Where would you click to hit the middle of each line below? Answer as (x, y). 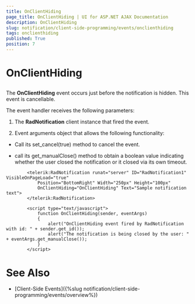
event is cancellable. (31, 99)
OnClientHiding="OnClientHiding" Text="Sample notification (112, 188)
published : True (26, 39)
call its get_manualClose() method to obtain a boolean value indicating (99, 156)
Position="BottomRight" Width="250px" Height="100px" (104, 183)
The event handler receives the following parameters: (70, 110)
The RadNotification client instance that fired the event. (82, 122)
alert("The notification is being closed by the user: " (119, 234)
